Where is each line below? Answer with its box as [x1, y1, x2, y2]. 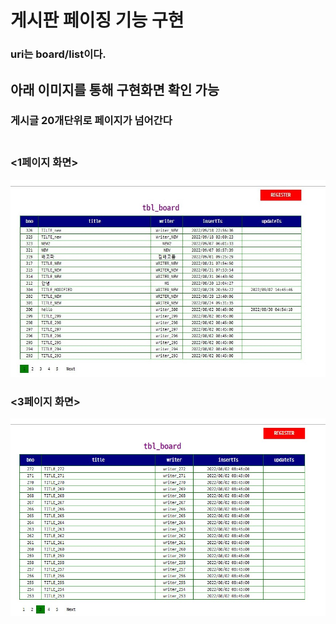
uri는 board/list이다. [10, 47, 107, 61]
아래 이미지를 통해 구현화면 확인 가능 [10, 81, 220, 98]
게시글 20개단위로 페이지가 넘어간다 [10, 114, 173, 128]
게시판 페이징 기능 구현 [10, 9, 185, 32]
